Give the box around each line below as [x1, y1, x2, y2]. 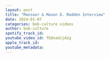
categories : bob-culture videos [5, 21, 74, 27]
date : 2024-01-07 [5, 17, 42, 22]
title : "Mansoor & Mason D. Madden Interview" [5, 12, 105, 17]
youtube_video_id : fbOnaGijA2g [5, 36, 71, 41]
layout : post [5, 7, 33, 13]
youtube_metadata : [5, 45, 44, 50]
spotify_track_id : [5, 31, 44, 36]
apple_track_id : [5, 40, 40, 45]
